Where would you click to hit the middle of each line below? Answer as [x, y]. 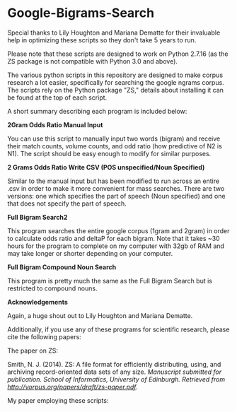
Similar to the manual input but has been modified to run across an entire [114, 181]
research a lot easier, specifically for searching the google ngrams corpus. [116, 82]
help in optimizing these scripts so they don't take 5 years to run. [102, 40]
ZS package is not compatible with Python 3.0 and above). [93, 61]
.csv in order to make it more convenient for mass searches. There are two [116, 188]
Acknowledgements [38, 302]
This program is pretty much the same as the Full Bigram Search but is [110, 281]
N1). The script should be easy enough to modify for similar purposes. [109, 153]
